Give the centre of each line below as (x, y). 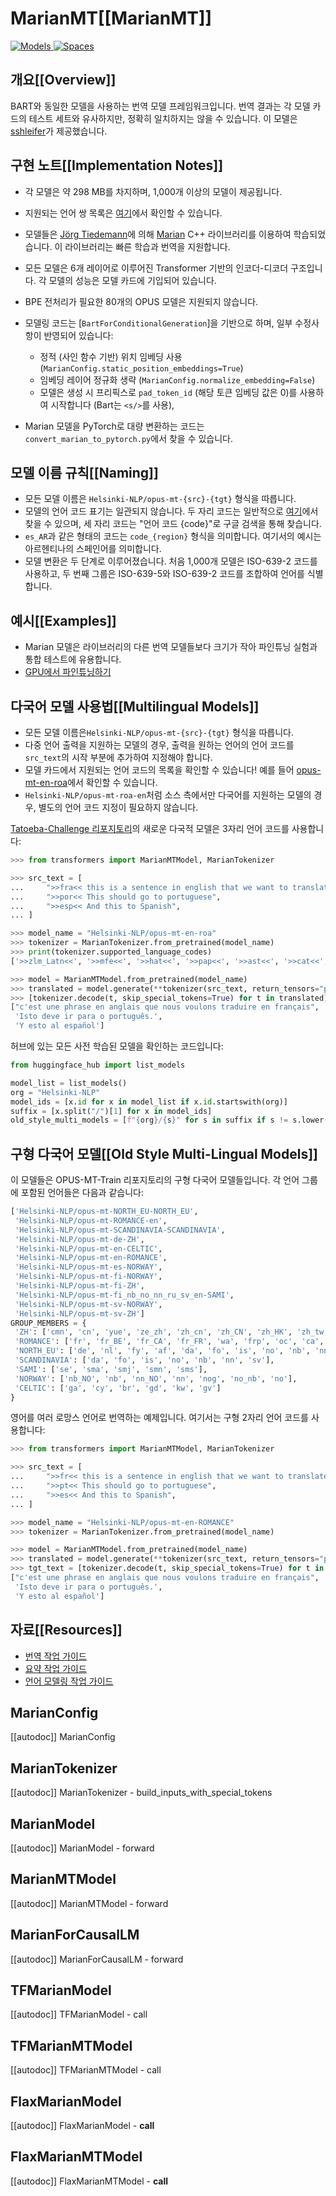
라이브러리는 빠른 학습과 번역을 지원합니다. (147, 246)
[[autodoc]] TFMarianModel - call (79, 2014)
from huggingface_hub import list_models (98, 1065)
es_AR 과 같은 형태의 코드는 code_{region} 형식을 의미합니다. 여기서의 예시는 (173, 536)
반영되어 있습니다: (78, 335)
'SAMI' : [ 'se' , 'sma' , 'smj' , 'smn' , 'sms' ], (111, 1369)
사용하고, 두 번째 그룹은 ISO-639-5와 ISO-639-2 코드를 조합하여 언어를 (164, 574)
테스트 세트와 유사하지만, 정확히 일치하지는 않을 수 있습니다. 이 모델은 (163, 118)
